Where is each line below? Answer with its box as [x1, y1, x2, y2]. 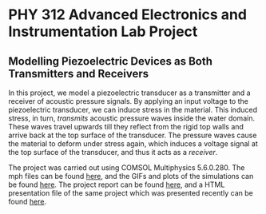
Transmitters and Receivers [8, 66, 149, 81]
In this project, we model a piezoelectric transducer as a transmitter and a [8, 88, 251, 97]
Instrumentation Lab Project [8, 22, 198, 41]
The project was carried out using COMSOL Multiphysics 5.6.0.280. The [8, 163, 245, 172]
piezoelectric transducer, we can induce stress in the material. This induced [8, 105, 258, 114]
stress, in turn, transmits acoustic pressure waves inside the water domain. [8, 113, 256, 123]
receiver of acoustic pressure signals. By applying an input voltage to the [8, 97, 249, 105]
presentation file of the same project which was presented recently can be [8, 188, 254, 197]
